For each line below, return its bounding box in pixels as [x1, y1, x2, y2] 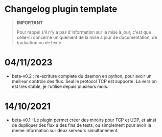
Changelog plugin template [4, 3, 117, 15]
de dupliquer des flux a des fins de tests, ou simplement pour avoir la [11, 122, 151, 128]
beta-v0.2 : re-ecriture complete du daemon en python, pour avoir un [11, 73, 152, 79]
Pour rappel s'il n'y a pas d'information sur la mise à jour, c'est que [16, 29, 151, 35]
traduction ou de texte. [16, 39, 63, 45]
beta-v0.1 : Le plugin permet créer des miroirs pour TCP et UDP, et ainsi [11, 117, 156, 123]
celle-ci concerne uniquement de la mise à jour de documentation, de [16, 34, 158, 40]
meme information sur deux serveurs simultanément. [11, 127, 118, 133]
